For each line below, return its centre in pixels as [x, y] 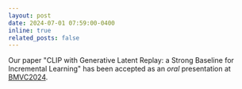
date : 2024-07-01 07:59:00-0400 [61, 23]
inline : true [30, 30]
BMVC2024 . [28, 77]
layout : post [30, 15]
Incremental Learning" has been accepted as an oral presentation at [120, 69]
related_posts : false [44, 38]
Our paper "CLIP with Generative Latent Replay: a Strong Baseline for [121, 60]
